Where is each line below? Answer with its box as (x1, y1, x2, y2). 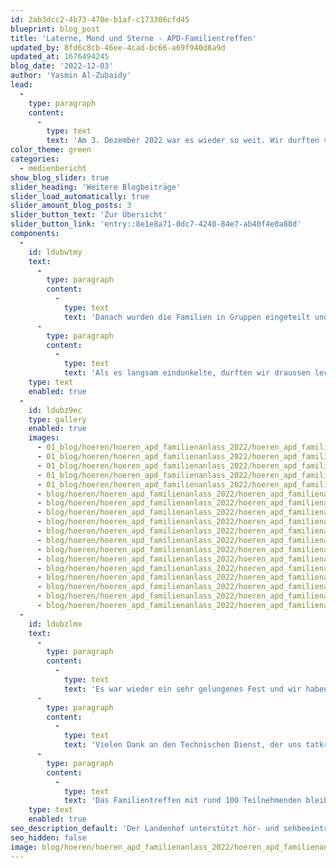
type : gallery (28, 414, 87, 425)
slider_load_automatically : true (10, 191, 150, 201)
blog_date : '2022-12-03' (10, 61, 114, 71)
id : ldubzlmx (28, 619, 83, 629)
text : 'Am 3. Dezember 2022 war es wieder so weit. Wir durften (46, 136, 320, 146)
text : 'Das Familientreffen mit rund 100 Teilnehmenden (63, 796, 302, 806)
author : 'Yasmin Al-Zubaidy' (10, 71, 132, 81)
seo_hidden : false (10, 832, 87, 843)
